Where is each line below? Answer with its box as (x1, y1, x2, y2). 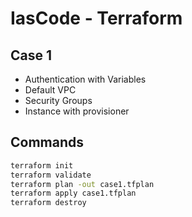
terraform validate (10, 170, 92, 180)
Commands (10, 134, 85, 151)
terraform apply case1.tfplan (10, 188, 137, 199)
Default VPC (24, 84, 77, 96)
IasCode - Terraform (10, 7, 183, 30)
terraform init (10, 160, 74, 171)
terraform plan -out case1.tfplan (10, 179, 155, 189)
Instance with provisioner (24, 105, 130, 117)
